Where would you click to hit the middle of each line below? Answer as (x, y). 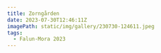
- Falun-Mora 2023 (40, 39)
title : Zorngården (33, 13)
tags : (15, 33)
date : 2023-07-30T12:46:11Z (47, 20)
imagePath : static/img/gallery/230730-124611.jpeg (81, 26)
